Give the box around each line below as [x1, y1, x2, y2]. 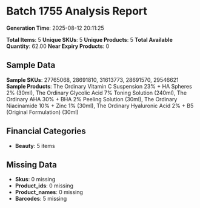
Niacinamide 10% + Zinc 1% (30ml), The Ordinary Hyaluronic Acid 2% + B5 [6, 102, 194, 109]
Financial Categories [6, 126, 86, 136]
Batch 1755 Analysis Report [6, 4, 147, 18]
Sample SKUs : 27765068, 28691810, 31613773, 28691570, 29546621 [6, 76, 179, 83]
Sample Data [6, 60, 56, 70]
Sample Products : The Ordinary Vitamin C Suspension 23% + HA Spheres [6, 82, 192, 90]
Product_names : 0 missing [15, 189, 84, 196]
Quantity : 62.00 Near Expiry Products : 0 [6, 42, 110, 50]
